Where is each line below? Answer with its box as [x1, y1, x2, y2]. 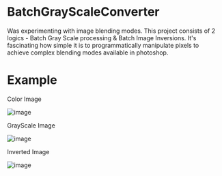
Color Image [7, 95, 42, 103]
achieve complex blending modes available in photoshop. [7, 48, 169, 57]
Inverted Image [7, 147, 50, 156]
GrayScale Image [7, 121, 56, 130]
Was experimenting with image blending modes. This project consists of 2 [7, 27, 216, 35]
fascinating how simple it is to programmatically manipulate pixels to [7, 41, 199, 49]
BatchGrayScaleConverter [7, 4, 160, 20]
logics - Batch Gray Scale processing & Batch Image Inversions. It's [7, 33, 197, 42]
